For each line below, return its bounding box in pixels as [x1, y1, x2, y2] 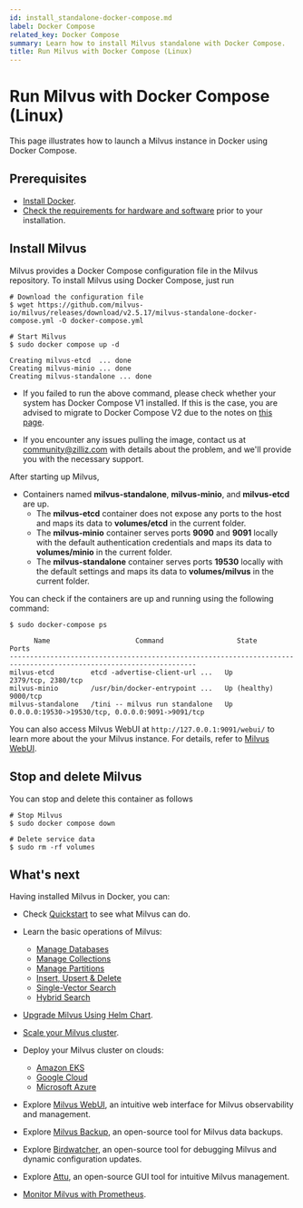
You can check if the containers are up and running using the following [9, 593, 274, 604]
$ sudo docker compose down [9, 819, 116, 828]
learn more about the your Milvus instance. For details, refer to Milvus [9, 732, 269, 744]
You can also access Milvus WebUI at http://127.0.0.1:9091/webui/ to [9, 723, 275, 734]
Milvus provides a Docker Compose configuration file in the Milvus [9, 265, 259, 276]
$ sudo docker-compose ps [9, 620, 107, 629]
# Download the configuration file [9, 292, 144, 301]
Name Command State [33, 636, 258, 645]
